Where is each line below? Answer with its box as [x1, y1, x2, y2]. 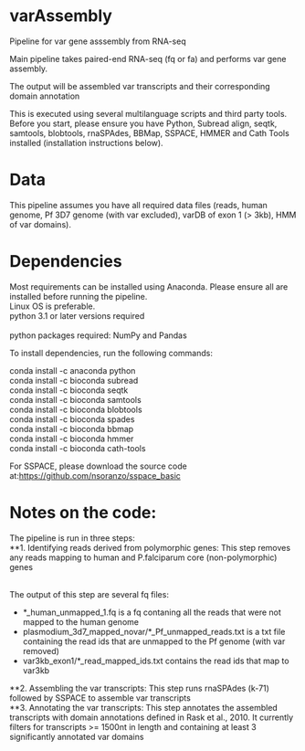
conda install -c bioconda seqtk [9, 385, 129, 396]
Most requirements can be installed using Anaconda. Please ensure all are [9, 280, 289, 292]
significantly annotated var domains [9, 731, 144, 742]
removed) [22, 645, 59, 656]
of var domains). [9, 218, 71, 229]
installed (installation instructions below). [9, 137, 163, 148]
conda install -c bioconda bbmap [9, 423, 134, 434]
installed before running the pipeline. [9, 291, 148, 301]
